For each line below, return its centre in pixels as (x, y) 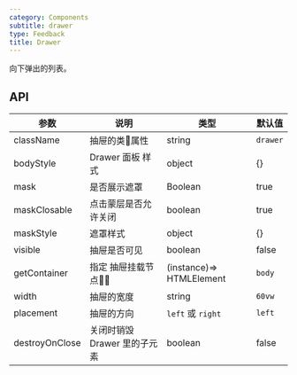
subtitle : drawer (41, 26)
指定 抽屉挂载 (118, 267)
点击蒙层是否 (116, 204)
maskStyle (35, 233)
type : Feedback (37, 34)
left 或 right (194, 314)
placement (36, 313)
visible (27, 250)
